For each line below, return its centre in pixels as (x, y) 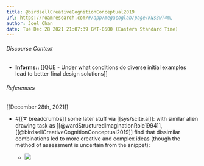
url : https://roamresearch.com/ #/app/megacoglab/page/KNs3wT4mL (90, 18)
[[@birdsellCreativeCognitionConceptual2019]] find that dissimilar (98, 132)
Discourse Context (30, 48)
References (21, 88)
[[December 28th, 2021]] (37, 107)
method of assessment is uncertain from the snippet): (83, 145)
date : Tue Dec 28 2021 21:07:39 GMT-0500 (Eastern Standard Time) (92, 29)
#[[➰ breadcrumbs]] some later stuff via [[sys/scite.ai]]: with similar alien (107, 118)
